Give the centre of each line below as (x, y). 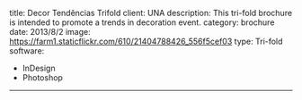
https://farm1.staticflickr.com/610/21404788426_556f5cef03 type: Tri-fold (146, 41)
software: (27, 51)
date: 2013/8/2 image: (50, 32)
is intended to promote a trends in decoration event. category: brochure (142, 22)
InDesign (39, 68)
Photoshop (42, 78)
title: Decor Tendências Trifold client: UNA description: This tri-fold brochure (151, 13)
